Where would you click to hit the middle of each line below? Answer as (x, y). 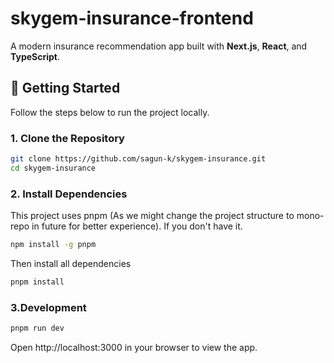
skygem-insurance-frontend (132, 18)
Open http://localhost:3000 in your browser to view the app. (134, 348)
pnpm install (37, 282)
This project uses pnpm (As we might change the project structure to (152, 216)
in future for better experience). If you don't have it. (137, 226)
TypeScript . (35, 56)
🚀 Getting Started (65, 88)
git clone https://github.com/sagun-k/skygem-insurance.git (138, 159)
